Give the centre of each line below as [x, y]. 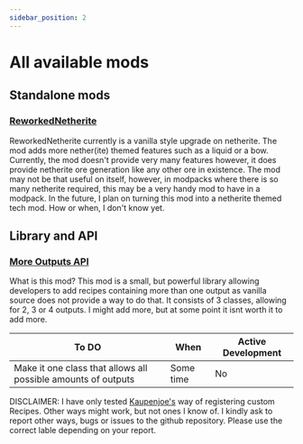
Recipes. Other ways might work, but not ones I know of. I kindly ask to [141, 412]
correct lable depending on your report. [83, 430]
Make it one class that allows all [81, 368]
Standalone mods [60, 95]
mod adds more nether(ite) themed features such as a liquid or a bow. [139, 150]
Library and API [54, 236]
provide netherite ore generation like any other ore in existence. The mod [145, 169]
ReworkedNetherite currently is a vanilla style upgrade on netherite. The [143, 140]
